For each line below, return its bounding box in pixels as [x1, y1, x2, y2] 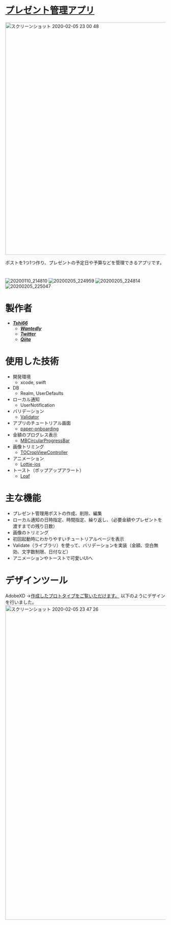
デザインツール [5, 575, 68, 587]
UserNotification [20, 402, 55, 408]
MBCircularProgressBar [20, 437, 70, 444]
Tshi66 [12, 320, 28, 326]
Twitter [20, 331, 36, 337]
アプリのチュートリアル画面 [12, 420, 71, 426]
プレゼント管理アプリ [5, 5, 95, 16]
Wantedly [20, 326, 42, 332]
